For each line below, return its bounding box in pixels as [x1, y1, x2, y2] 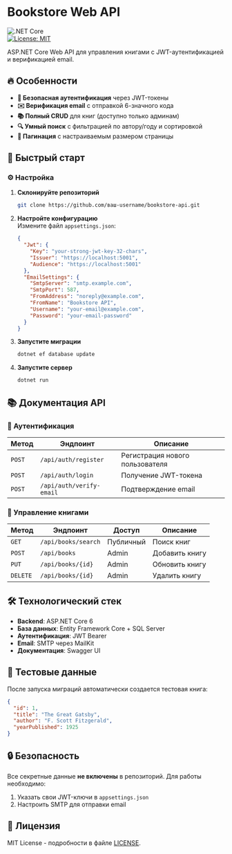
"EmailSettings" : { [23, 274, 80, 281]
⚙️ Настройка [7, 173, 54, 183]
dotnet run [17, 377, 49, 384]
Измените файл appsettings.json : [17, 222, 116, 230]
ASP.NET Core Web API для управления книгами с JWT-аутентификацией [7, 48, 224, 56]
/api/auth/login [40, 471, 94, 479]
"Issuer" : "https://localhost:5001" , [30, 254, 139, 261]
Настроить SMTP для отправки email [17, 800, 126, 808]
